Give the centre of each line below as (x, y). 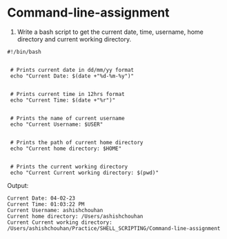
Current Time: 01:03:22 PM (46, 204)
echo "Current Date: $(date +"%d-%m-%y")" (72, 76)
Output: (18, 185)
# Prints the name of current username (68, 118)
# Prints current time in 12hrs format (68, 94)
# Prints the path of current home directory (77, 142)
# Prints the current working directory (69, 166)
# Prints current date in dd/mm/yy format (72, 70)
